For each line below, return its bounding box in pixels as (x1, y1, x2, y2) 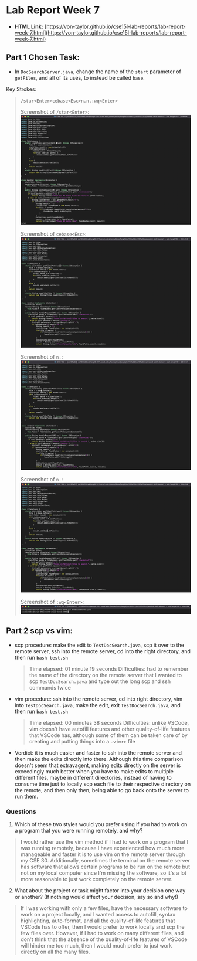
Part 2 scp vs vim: (6, 626, 73, 636)
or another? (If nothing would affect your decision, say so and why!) (14, 893, 179, 900)
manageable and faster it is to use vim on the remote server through (20, 851, 185, 858)
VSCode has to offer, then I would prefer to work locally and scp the (20, 923, 185, 930)
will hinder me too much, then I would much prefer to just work (20, 942, 172, 949)
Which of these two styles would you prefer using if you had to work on (14, 820, 188, 827)
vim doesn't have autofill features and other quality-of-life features (29, 725, 191, 732)
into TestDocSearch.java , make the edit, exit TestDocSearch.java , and (14, 701, 181, 708)
